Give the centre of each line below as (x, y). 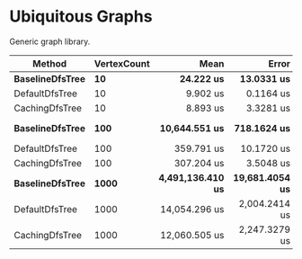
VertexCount (122, 63)
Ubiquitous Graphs (81, 17)
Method (50, 63)
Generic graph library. (50, 41)
